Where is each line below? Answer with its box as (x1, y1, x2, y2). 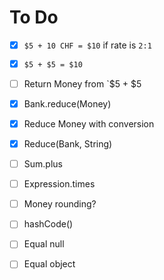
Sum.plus (23, 158, 63, 170)
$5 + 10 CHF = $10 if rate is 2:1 (23, 39, 152, 51)
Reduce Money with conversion (23, 117, 155, 130)
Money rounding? (23, 198, 97, 210)
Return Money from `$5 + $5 (23, 77, 142, 90)
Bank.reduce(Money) (23, 97, 112, 110)
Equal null (23, 238, 65, 250)
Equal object (23, 258, 76, 270)
